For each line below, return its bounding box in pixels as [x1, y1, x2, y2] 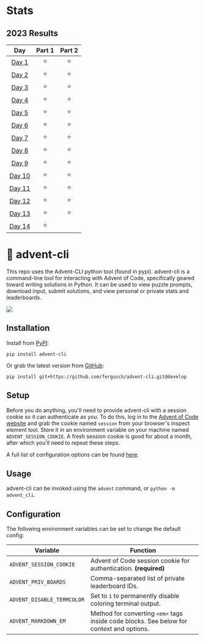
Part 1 [36, 46, 55, 54]
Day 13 [9, 209, 31, 218]
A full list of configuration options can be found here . [6, 451, 139, 458]
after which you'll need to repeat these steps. [6, 439, 120, 446]
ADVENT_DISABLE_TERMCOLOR [9, 596, 85, 603]
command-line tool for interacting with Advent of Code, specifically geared [6, 274, 195, 281]
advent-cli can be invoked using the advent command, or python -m [6, 484, 175, 492]
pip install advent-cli [6, 351, 67, 357]
